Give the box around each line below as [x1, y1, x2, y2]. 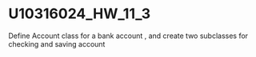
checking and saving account [8, 39, 106, 48]
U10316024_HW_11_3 [8, 5, 151, 23]
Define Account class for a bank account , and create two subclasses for [8, 31, 249, 40]
